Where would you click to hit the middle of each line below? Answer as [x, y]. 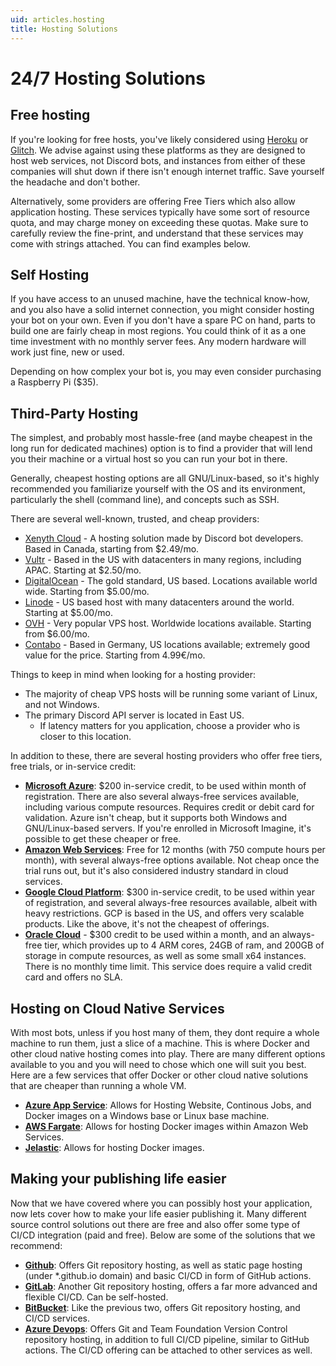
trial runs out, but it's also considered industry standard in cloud [156, 871]
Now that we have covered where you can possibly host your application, [161, 1203]
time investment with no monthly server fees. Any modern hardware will [158, 342]
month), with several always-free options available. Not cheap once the [172, 860]
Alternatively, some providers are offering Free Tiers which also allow [153, 201]
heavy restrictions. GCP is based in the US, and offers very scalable [164, 913]
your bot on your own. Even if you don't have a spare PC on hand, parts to [163, 320]
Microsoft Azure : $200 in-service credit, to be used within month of [165, 786]
